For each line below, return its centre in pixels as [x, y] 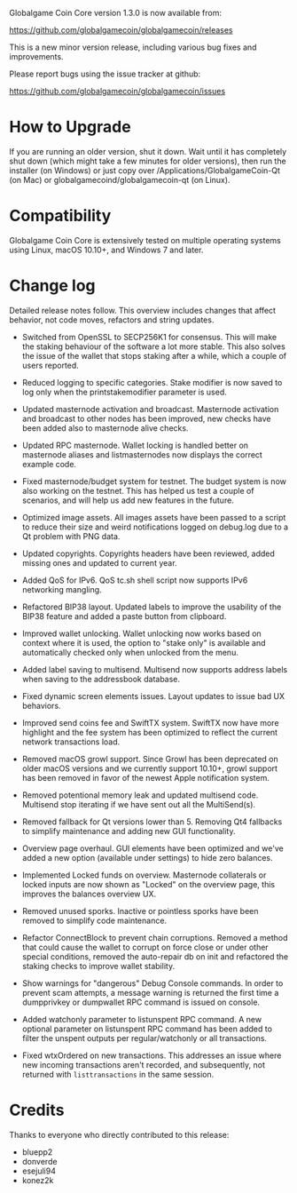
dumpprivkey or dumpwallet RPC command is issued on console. [141, 1002]
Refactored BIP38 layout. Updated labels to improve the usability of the [152, 607]
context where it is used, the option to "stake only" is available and [144, 642]
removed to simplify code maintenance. [94, 920]
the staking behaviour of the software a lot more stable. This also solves [153, 346]
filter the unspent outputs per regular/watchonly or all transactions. [145, 1038]
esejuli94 [39, 1171]
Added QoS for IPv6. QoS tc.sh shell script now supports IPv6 [135, 580]
